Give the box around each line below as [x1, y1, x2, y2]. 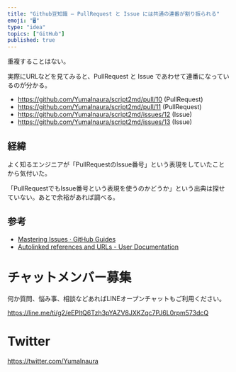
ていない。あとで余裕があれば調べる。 [7, 193, 119, 201]
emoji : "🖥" [7, 17, 40, 24]
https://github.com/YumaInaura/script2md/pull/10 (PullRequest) [17, 95, 203, 103]
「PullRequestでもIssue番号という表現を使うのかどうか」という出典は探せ [7, 184, 225, 192]
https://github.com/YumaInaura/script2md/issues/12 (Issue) [17, 111, 193, 119]
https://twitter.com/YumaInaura [7, 356, 99, 365]
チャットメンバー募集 [7, 269, 132, 286]
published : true [7, 37, 55, 44]
